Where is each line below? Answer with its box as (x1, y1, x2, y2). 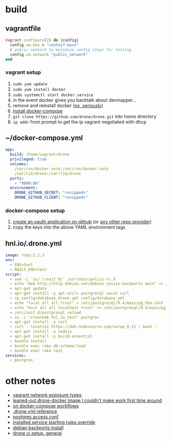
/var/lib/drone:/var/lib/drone (14, 171, 81, 176)
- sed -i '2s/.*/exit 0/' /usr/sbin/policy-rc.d (10, 276, 116, 282)
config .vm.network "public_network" (10, 52, 88, 57)
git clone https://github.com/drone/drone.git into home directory (12, 113, 157, 119)
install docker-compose (12, 108, 63, 114)
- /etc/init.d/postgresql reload (10, 310, 81, 315)
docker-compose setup (5, 207, 65, 214)
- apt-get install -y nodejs (10, 329, 72, 334)
